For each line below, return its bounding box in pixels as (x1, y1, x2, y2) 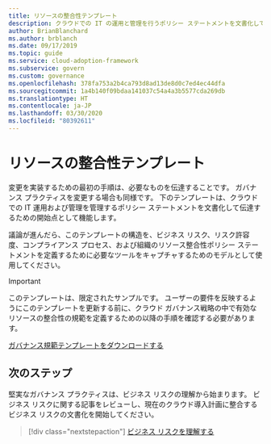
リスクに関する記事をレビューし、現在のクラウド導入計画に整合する (31, 399, 258, 408)
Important (8, 276, 41, 286)
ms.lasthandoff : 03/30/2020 (8, 110, 103, 118)
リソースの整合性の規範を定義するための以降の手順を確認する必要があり (8, 312, 248, 323)
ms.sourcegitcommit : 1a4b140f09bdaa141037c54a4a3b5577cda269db (8, 86, 226, 95)
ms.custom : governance (8, 72, 85, 80)
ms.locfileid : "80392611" (8, 117, 95, 125)
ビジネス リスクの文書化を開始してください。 (8, 409, 159, 419)
